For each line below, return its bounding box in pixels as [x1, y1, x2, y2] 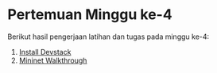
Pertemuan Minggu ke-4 [7, 6, 172, 24]
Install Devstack [18, 47, 72, 56]
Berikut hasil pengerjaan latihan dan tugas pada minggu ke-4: [7, 32, 210, 41]
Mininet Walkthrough [18, 56, 87, 65]
